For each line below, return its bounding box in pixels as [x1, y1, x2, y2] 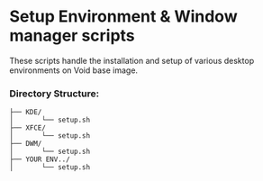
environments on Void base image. [9, 65, 138, 76]
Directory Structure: [9, 87, 100, 100]
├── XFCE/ [9, 123, 47, 132]
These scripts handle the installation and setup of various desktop [9, 55, 255, 66]
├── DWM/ [9, 140, 42, 149]
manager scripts [9, 25, 135, 46]
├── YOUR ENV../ [9, 155, 70, 164]
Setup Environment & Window [9, 6, 238, 27]
